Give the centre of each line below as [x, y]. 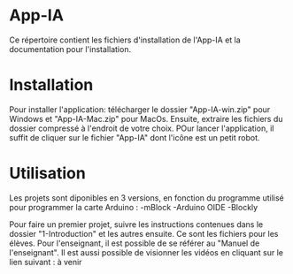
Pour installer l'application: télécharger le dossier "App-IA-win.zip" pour [140, 109]
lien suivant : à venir [46, 262]
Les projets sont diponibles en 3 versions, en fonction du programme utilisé [147, 198]
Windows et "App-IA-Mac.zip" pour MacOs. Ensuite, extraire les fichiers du [146, 118]
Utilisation [47, 174]
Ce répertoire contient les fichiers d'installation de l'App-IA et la [125, 40]
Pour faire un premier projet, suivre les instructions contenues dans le [136, 224]
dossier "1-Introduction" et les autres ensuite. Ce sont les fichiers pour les [144, 233]
